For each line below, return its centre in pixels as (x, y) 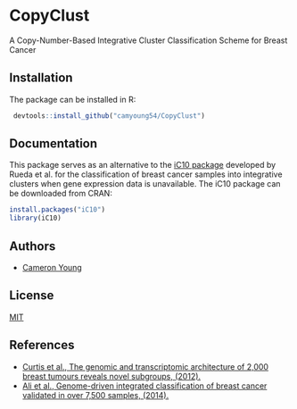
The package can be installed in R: (73, 99)
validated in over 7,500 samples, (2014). (95, 395)
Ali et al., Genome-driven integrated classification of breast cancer (144, 386)
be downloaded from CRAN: (61, 194)
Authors (33, 246)
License (32, 296)
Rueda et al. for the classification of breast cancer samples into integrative (146, 174)
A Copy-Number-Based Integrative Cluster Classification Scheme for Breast (148, 40)
